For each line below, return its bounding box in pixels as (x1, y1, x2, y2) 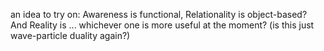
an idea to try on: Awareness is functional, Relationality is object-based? (10, 9, 308, 20)
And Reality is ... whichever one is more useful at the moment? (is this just (10, 19, 315, 31)
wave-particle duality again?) (10, 30, 131, 41)
